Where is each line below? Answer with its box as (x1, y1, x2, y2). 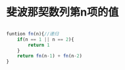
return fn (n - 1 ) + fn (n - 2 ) (17, 53, 83, 59)
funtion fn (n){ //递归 (6, 31, 59, 36)
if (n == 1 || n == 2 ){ (17, 36, 74, 42)
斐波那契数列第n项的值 (6, 5, 119, 19)
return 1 (28, 42, 50, 48)
